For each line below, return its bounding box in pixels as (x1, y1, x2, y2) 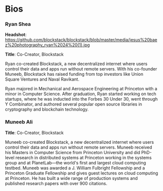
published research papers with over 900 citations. (5, 180, 108, 186)
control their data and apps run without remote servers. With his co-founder (5, 66, 157, 72)
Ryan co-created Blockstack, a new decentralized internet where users (5, 61, 147, 67)
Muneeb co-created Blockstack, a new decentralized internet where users (5, 139, 154, 145)
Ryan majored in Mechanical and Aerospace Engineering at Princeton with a (5, 86, 157, 92)
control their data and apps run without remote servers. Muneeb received (5, 144, 152, 150)
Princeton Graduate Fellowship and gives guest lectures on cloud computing (5, 170, 158, 176)
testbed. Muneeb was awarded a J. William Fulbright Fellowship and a (5, 165, 145, 171)
